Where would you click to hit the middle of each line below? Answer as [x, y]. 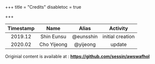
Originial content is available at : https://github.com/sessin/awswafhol [77, 56]
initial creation [119, 37]
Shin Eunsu [53, 37]
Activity [119, 28]
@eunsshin [85, 37]
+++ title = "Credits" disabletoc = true [43, 7]
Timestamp [21, 28]
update [119, 44]
